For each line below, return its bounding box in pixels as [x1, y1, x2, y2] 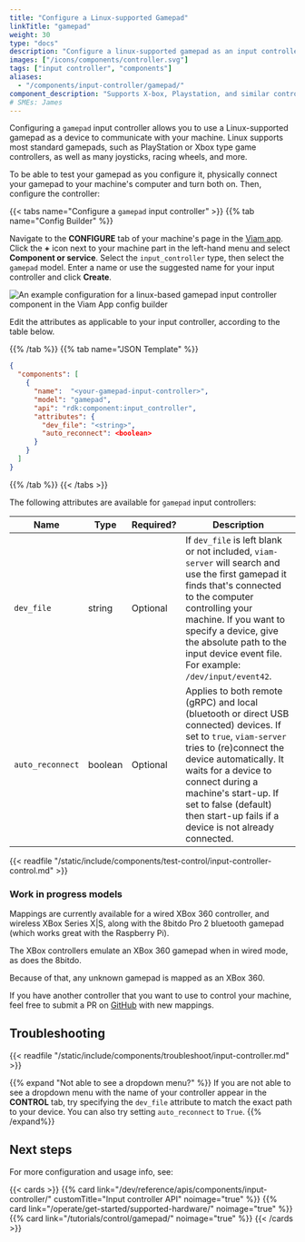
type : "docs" [9, 38, 59, 48]
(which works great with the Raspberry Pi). [9, 928, 170, 939]
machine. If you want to [185, 613, 286, 626]
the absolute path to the [185, 636, 288, 648]
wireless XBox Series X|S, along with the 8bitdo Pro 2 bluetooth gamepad [9, 918, 284, 929]
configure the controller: [9, 188, 101, 200]
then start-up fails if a [185, 809, 280, 822]
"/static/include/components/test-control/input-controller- [54, 855, 272, 866]
